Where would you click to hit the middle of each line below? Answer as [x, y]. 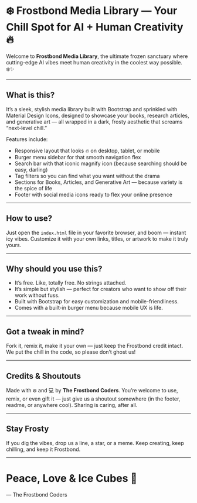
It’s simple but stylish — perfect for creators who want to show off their [100, 289]
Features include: [27, 139]
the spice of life [33, 188]
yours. [14, 245]
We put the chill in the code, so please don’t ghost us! [71, 352]
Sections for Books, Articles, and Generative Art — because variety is [98, 182]
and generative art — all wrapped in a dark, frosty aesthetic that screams [94, 122]
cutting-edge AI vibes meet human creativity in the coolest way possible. [94, 62]
